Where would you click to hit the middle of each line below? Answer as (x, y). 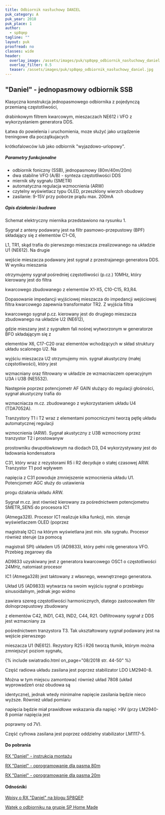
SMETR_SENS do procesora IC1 (37, 507)
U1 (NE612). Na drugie (28, 250)
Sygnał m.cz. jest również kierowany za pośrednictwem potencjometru (77, 502)
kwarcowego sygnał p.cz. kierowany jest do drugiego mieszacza (71, 314)
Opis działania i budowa (30, 208)
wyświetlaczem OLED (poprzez (37, 522)
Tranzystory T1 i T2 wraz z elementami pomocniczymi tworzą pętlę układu (81, 418)
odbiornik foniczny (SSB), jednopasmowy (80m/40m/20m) (72, 170)
